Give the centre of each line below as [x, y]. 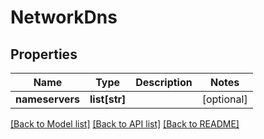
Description [164, 82]
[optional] [224, 99]
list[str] [108, 99]
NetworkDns [64, 17]
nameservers [47, 99]
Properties [44, 54]
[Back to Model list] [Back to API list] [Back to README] [125, 124]
